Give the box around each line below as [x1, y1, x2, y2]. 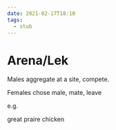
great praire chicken [7, 115, 65, 124]
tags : [7, 17, 23, 23]
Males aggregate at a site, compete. [7, 75, 110, 83]
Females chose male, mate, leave [7, 89, 102, 97]
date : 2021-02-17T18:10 [7, 10, 76, 17]
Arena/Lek [7, 52, 69, 68]
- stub [13, 23, 32, 30]
